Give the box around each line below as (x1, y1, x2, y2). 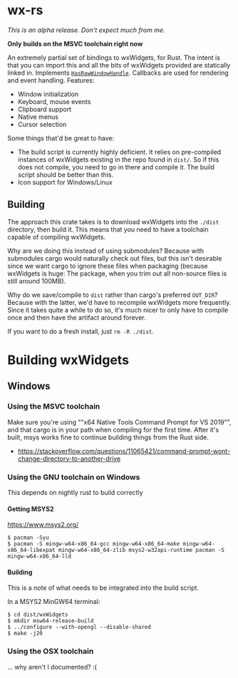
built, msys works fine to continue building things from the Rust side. (7, 433, 209, 442)
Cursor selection (17, 120, 67, 128)
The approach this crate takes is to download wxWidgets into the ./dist (7, 217, 219, 226)
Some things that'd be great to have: (7, 134, 115, 142)
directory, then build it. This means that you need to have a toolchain (7, 225, 209, 234)
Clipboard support (17, 105, 72, 113)
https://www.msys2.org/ (7, 521, 79, 529)
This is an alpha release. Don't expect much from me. (7, 26, 165, 34)
